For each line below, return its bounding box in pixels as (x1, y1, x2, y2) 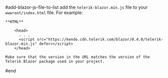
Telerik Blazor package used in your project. (5, 59, 105, 64)
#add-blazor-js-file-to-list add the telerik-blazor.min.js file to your (5, 5, 148, 10)
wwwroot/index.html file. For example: (5, 10, 83, 16)
